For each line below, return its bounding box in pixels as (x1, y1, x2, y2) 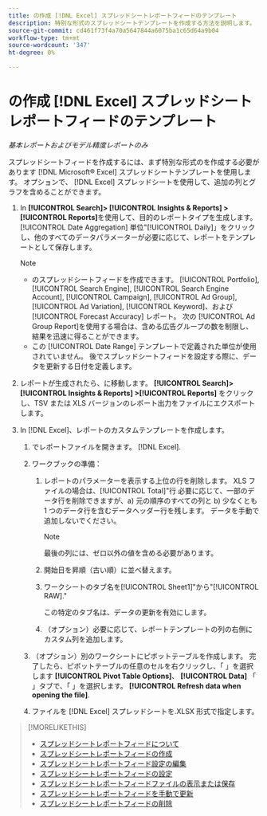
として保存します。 (33, 242, 96, 252)
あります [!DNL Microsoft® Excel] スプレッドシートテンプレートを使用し (8, 167, 245, 176)
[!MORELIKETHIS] (27, 722, 87, 732)
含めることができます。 (29, 186, 106, 196)
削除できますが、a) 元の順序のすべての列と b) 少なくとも (71, 496, 257, 505)
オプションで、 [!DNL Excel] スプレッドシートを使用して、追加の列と (23, 177, 249, 186)
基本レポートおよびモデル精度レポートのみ (8, 140, 148, 150)
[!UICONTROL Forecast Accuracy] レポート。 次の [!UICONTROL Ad (31, 312, 256, 321)
